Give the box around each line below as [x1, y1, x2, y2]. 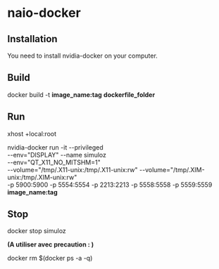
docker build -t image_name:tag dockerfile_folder [7, 90, 156, 99]
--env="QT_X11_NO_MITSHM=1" [7, 158, 101, 166]
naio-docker [7, 5, 81, 21]
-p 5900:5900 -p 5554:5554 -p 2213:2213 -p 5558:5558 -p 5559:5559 [7, 181, 213, 189]
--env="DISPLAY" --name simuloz [7, 150, 107, 159]
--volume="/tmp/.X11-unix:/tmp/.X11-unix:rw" [7, 165, 139, 173]
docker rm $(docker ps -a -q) [7, 254, 93, 263]
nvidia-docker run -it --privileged [7, 143, 104, 152]
